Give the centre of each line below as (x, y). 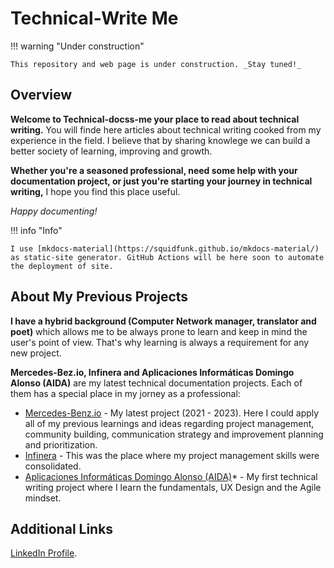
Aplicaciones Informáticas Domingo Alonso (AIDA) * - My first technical (171, 476)
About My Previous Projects (99, 297)
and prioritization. (61, 444)
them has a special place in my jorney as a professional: (125, 393)
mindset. (43, 498)
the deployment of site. (62, 266)
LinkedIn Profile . (44, 553)
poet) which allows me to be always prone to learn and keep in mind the (159, 331)
